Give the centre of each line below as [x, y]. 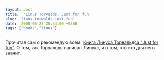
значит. [13, 53]
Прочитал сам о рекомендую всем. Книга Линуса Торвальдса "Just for [82, 42]
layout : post [19, 10]
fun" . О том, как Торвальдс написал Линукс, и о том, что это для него [80, 48]
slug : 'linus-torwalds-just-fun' [40, 19]
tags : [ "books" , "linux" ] [31, 28]
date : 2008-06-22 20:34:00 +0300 [42, 24]
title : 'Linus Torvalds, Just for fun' [48, 14]
